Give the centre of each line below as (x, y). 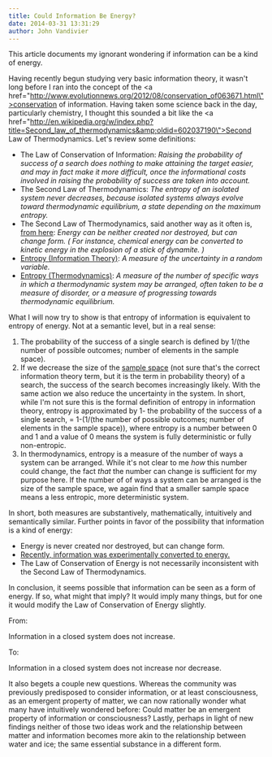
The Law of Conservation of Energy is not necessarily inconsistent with (139, 563)
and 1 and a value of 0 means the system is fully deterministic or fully (136, 437)
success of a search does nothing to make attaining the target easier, (137, 163)
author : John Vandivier (49, 31)
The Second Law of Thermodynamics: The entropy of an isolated (130, 189)
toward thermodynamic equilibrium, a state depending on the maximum (140, 207)
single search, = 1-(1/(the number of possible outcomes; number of (132, 420)
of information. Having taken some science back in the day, (158, 104)
